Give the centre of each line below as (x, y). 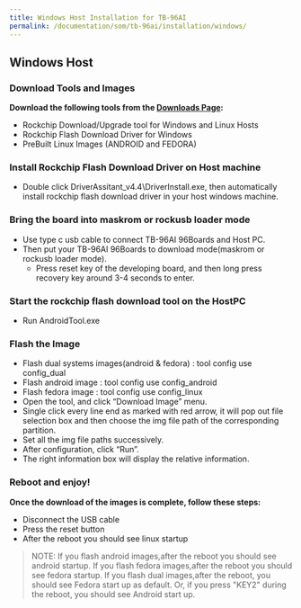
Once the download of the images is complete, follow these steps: (135, 502)
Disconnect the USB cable (71, 519)
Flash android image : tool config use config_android (120, 382)
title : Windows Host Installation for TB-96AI (98, 18)
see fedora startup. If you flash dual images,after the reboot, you (151, 575)
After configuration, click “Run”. (80, 450)
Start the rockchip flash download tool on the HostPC (128, 300)
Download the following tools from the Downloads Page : (116, 108)
